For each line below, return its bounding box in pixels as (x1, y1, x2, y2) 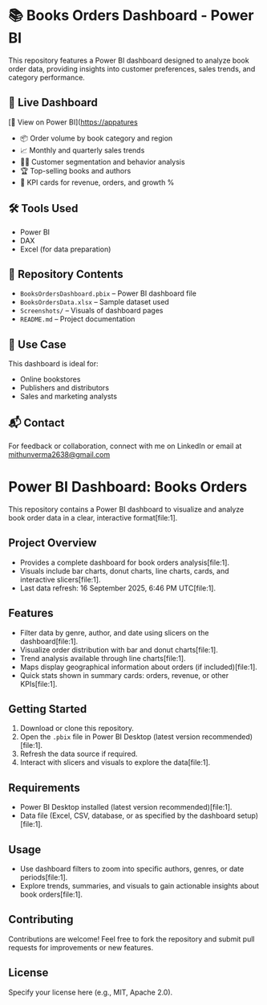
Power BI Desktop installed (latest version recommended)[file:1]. (19, 803, 233, 812)
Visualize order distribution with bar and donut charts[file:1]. (19, 644, 218, 655)
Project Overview (8, 536, 97, 550)
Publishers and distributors (19, 383, 110, 393)
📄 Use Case (8, 337, 67, 351)
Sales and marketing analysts (19, 391, 118, 402)
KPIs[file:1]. (19, 679, 58, 688)
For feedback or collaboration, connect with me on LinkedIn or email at (8, 441, 242, 451)
